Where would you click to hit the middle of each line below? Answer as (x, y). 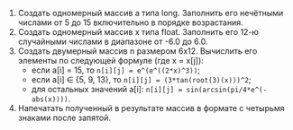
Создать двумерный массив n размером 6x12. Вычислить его (137, 51)
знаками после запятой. (64, 117)
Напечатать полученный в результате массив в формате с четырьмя (151, 108)
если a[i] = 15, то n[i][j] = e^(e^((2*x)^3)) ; (116, 70)
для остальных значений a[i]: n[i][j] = (107, 89)
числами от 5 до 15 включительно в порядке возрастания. (130, 22)
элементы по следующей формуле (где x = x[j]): (111, 61)
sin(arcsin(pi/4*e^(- (227, 90)
